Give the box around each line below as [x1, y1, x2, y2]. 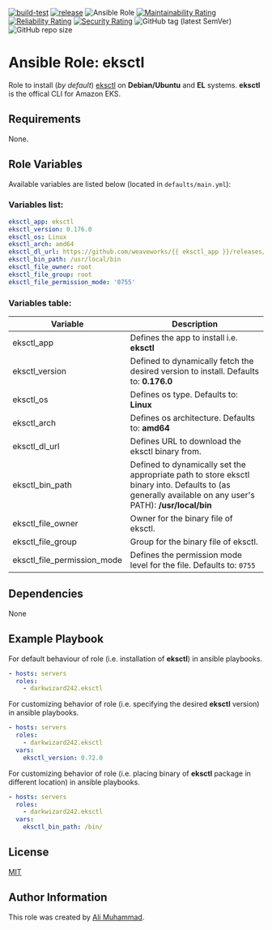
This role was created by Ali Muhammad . [8, 912, 145, 922]
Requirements [8, 112, 81, 126]
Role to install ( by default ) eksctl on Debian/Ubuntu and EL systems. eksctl [8, 80, 261, 89]
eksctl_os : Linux [8, 232, 67, 241]
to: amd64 [130, 422, 170, 434]
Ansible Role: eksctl [8, 54, 145, 72]
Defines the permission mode [130, 549, 243, 560]
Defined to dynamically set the [130, 459, 247, 470]
